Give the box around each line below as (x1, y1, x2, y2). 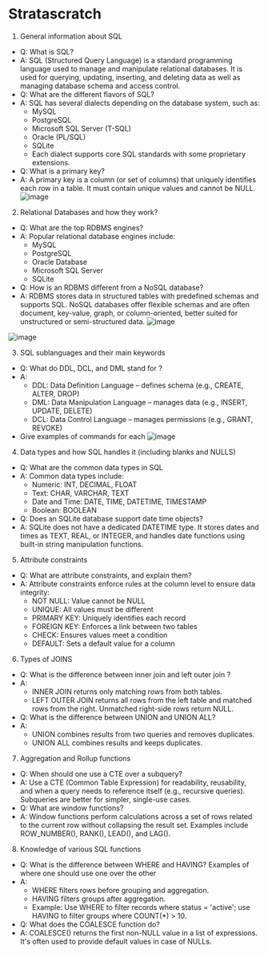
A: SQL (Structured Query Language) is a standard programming (19, 55, 233, 65)
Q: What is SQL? (19, 47, 74, 56)
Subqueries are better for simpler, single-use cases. (19, 794, 192, 804)
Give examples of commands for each (19, 431, 146, 441)
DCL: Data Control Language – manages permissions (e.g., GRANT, (31, 414, 254, 424)
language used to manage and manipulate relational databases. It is (19, 63, 242, 73)
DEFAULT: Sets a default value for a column (31, 639, 175, 648)
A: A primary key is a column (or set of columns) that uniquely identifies (19, 174, 257, 185)
